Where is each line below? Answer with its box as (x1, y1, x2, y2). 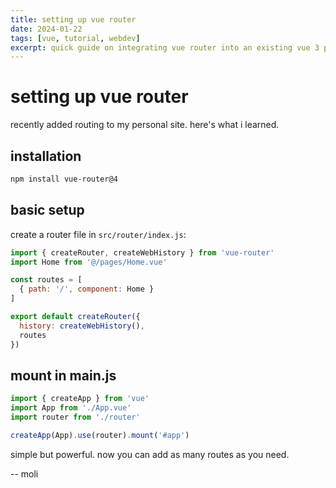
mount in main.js (10, 367, 117, 384)
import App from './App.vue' (10, 403, 132, 413)
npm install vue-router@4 (10, 174, 118, 184)
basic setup (10, 202, 85, 219)
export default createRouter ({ (10, 312, 141, 322)
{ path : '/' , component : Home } (19, 284, 155, 295)
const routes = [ (10, 275, 83, 285)
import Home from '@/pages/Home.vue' (10, 257, 168, 267)
